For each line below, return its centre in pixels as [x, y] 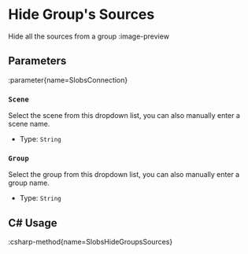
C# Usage [33, 223]
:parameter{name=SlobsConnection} [68, 79]
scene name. [29, 124]
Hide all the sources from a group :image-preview [89, 36]
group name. [29, 183]
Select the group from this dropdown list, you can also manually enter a [124, 175]
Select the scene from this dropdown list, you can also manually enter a [124, 116]
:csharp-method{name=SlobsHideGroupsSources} [91, 242]
